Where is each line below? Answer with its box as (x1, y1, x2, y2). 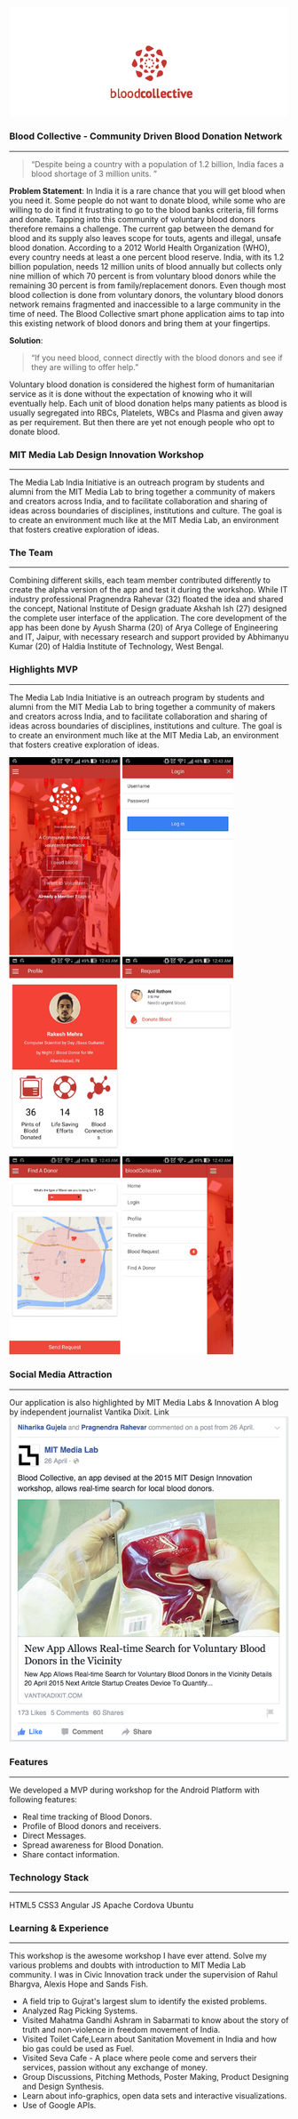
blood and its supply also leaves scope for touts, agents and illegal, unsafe (9, 232, 282, 243)
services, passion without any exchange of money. (21, 2062, 208, 2073)
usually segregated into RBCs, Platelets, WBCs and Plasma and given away (9, 407, 284, 418)
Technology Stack (9, 1871, 90, 1883)
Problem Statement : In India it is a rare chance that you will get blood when (9, 185, 286, 196)
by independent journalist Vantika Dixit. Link (9, 1406, 170, 1417)
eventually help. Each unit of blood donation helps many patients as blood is (9, 398, 287, 408)
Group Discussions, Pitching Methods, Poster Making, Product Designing (21, 2072, 289, 2083)
